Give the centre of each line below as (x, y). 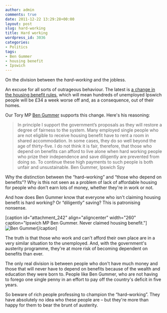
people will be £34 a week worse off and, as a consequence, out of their (80, 100)
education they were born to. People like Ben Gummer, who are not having (82, 274)
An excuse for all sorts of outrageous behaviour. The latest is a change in (80, 89)
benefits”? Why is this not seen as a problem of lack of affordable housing (81, 182)
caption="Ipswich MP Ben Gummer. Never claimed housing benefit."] (76, 223)
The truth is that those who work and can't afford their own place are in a (80, 238)
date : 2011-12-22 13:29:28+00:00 (40, 19)
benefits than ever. (24, 254)
